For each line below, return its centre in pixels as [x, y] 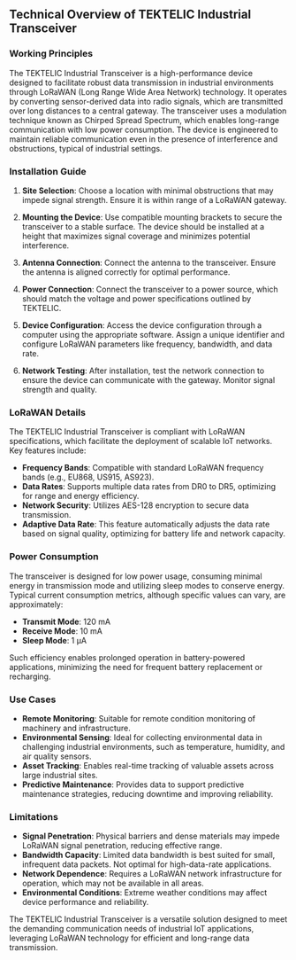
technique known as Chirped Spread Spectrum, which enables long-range [144, 120]
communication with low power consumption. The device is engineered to [144, 129]
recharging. [30, 676]
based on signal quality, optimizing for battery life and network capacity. [153, 534]
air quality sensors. [57, 756]
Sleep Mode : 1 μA [54, 640]
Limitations [34, 816]
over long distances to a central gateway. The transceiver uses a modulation [148, 111]
